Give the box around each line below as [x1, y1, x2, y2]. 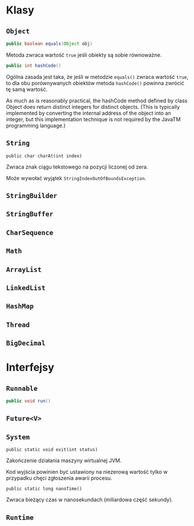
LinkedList [6, 283, 46, 292]
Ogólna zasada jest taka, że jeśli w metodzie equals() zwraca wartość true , [6, 73, 189, 80]
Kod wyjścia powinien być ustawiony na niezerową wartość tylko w [6, 469, 168, 476]
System [6, 432, 30, 441]
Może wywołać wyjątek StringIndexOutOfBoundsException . [6, 174, 147, 181]
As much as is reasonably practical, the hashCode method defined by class [6, 97, 188, 104]
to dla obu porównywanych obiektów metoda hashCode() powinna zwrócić [6, 80, 185, 87]
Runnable [6, 384, 38, 393]
